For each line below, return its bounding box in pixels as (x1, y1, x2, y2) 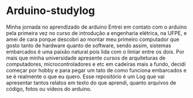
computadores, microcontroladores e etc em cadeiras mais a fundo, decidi (6, 60, 186, 68)
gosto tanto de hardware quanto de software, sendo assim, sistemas (6, 42, 171, 49)
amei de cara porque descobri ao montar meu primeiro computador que (6, 36, 180, 43)
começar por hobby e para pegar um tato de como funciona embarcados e (6, 66, 187, 73)
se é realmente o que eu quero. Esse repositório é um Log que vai (6, 73, 165, 80)
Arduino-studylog (6, 4, 95, 17)
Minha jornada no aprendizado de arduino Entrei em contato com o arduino (6, 23, 187, 30)
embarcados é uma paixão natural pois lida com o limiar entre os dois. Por (6, 48, 185, 55)
